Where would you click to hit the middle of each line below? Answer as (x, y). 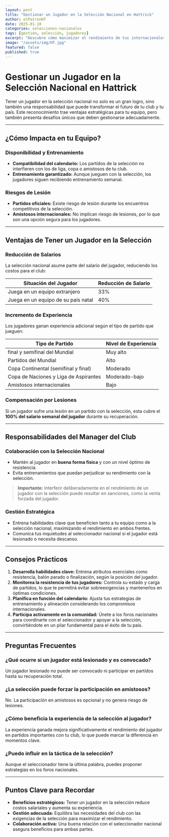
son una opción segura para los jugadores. (57, 220)
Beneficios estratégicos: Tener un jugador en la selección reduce (81, 802)
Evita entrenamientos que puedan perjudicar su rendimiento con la (81, 473)
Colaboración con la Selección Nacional (55, 451)
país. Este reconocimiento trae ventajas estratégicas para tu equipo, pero (81, 112)
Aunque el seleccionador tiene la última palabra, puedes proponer (74, 764)
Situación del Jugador (51, 284)
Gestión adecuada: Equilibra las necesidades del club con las (76, 813)
